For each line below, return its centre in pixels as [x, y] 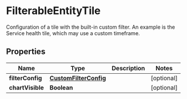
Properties [26, 52]
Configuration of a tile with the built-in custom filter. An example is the [91, 27]
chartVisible [26, 87]
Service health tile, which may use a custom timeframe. [73, 33]
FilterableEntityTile [53, 11]
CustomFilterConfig [78, 78]
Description [128, 68]
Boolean [61, 87]
